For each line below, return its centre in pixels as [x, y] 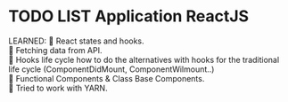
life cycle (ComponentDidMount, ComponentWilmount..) [111, 69]
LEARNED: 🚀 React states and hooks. [76, 41]
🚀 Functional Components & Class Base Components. [107, 78]
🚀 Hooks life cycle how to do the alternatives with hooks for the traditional [144, 59]
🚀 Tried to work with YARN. [58, 88]
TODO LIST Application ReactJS [129, 16]
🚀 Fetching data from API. [55, 50]
